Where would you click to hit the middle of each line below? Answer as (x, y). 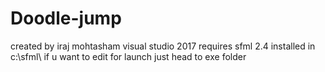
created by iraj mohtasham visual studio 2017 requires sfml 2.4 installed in (163, 46)
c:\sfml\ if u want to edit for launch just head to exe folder (128, 56)
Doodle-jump (66, 18)
